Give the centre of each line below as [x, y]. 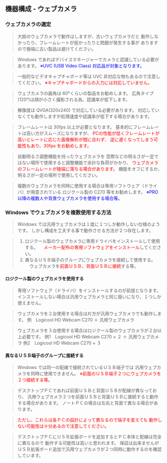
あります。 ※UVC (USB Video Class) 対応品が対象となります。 [81, 65]
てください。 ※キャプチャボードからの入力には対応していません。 [85, 82]
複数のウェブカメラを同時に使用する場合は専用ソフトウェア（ [81, 185]
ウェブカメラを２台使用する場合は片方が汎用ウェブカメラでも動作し [87, 313]
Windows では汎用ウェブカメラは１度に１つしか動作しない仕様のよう [89, 224]
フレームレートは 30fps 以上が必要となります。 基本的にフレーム [84, 127]
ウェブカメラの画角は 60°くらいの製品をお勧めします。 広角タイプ [85, 93]
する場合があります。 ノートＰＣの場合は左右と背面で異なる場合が [85, 403]
